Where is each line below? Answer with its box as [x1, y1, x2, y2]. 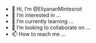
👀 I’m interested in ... [11, 12, 61, 19]
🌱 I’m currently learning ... [11, 18, 74, 24]
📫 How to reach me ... [11, 31, 66, 37]
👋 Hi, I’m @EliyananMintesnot [11, 6, 83, 12]
